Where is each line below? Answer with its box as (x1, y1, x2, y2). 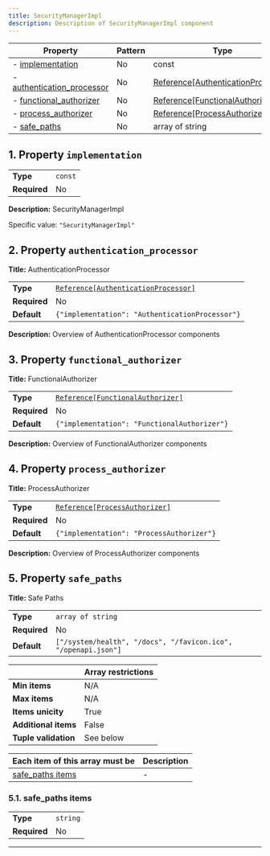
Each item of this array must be (12, 755, 135, 766)
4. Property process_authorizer (8, 462, 166, 476)
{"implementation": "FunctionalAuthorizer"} (55, 419, 229, 428)
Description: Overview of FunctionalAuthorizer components (8, 439, 207, 448)
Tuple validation (12, 732, 76, 743)
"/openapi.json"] (55, 645, 122, 654)
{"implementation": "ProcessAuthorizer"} (55, 528, 217, 538)
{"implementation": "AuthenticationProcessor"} (55, 310, 241, 319)
